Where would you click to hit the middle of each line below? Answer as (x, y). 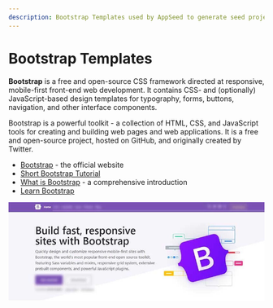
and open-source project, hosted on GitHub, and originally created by (125, 140)
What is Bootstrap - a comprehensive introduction (104, 182)
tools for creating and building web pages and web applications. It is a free (133, 131)
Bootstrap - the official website (72, 165)
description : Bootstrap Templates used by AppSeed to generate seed (127, 17)
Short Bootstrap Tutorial (60, 173)
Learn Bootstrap (47, 191)
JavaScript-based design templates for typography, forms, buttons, (121, 99)
